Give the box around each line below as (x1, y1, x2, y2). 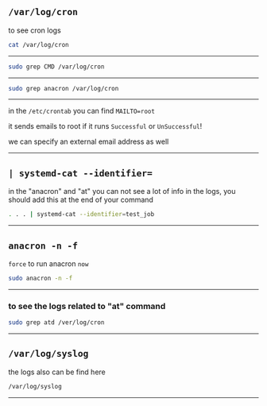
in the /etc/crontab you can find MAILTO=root (8, 106, 155, 116)
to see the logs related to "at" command (8, 300, 166, 311)
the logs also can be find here (8, 367, 106, 377)
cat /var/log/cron (8, 41, 69, 48)
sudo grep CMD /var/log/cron (8, 63, 105, 71)
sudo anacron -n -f (8, 274, 73, 282)
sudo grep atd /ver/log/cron (8, 319, 105, 327)
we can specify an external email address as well (8, 137, 169, 146)
